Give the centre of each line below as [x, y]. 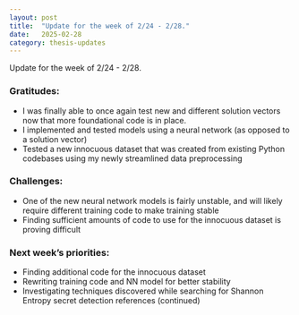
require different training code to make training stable [120, 210]
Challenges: [36, 182]
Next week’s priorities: [60, 252]
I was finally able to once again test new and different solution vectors [151, 111]
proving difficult [51, 229]
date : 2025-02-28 [46, 34]
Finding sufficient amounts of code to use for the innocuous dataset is [152, 219]
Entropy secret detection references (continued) [111, 301]
